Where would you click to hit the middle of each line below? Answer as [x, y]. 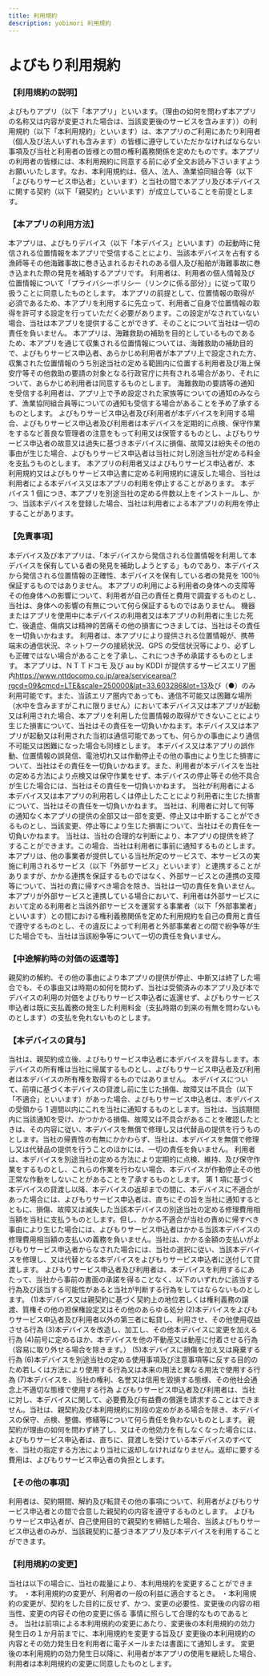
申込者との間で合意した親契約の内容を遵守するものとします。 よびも [142, 1512]
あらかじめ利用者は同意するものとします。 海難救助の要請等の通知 [145, 383]
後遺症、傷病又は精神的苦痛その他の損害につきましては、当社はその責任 [141, 625]
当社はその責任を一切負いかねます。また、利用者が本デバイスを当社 [148, 765]
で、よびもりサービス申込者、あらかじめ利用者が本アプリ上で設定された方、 [134, 353]
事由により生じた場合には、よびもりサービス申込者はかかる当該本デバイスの [134, 1230]
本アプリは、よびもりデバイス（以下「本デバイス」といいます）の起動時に [131, 243]
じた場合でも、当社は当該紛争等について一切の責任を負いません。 [117, 936]
